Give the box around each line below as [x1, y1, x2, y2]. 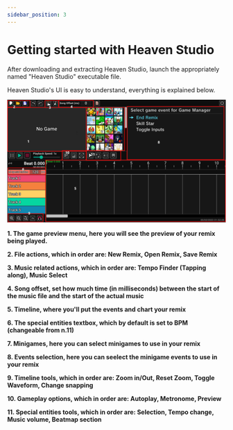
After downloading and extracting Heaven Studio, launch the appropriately [7, 64, 220, 73]
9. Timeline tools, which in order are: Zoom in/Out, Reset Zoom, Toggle [7, 374, 215, 382]
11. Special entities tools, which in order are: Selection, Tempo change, [7, 408, 214, 416]
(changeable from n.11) [7, 326, 74, 334]
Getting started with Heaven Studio [7, 42, 215, 58]
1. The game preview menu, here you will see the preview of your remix [7, 230, 216, 238]
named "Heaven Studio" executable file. [7, 72, 121, 80]
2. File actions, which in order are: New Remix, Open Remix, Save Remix [7, 250, 218, 259]
